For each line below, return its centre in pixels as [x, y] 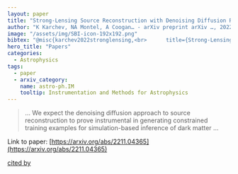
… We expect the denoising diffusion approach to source [108, 113]
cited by [19, 163]
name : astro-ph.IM [47, 86]
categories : [25, 54]
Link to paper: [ [29, 141]
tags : [15, 66]
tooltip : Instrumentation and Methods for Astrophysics [104, 93]
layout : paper [28, 14]
